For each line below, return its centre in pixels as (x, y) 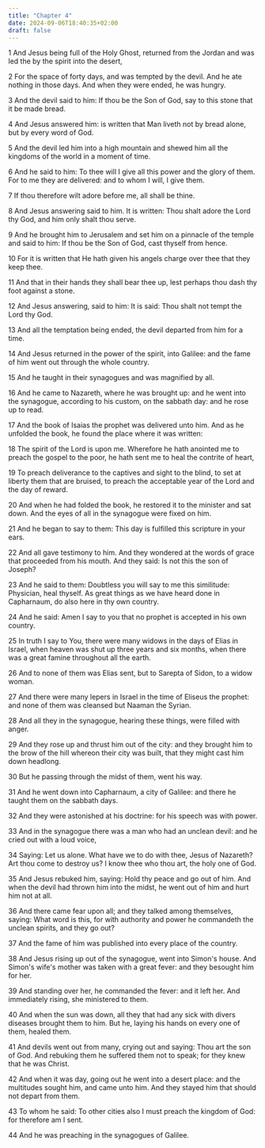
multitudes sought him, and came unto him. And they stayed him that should (132, 1088)
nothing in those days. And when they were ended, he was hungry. (117, 85)
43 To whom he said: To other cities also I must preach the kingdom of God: (132, 1112)
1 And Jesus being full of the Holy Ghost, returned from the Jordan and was (131, 53)
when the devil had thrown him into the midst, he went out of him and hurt (129, 887)
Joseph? (22, 570)
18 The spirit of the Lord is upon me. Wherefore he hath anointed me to (124, 449)
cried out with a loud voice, (53, 840)
